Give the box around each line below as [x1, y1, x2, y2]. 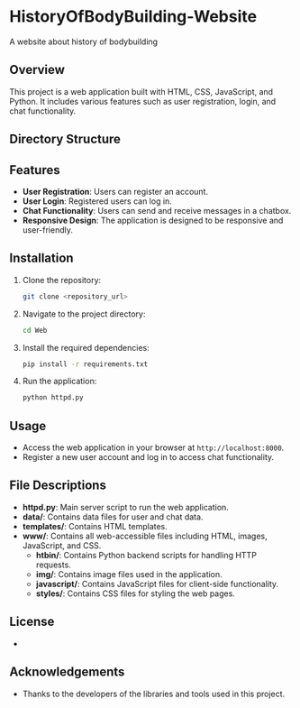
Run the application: [22, 376, 97, 387]
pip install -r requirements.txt [22, 359, 149, 369]
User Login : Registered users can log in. [22, 196, 173, 207]
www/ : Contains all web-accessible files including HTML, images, [22, 530, 268, 541]
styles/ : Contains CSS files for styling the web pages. [35, 588, 236, 599]
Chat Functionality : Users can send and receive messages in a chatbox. [22, 205, 292, 216]
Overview [9, 62, 66, 78]
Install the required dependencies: [22, 342, 150, 353]
